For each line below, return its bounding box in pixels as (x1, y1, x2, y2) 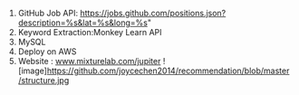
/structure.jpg (17, 75, 70, 85)
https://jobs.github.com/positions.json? (80, 8, 227, 18)
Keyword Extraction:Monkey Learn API (17, 27, 162, 37)
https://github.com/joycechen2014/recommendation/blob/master (46, 65, 290, 76)
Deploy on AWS (17, 46, 77, 57)
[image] (17, 65, 48, 76)
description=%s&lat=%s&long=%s (17, 17, 148, 28)
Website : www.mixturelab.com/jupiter (17, 56, 161, 66)
